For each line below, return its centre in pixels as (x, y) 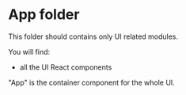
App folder (44, 15)
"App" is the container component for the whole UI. (92, 82)
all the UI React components (66, 67)
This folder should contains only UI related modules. (93, 36)
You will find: (29, 51)
